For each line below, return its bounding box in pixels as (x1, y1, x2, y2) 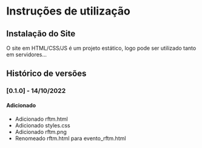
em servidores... (6, 51, 47, 58)
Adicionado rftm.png (15, 128, 67, 135)
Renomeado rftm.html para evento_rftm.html (15, 135, 126, 142)
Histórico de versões (6, 69, 87, 79)
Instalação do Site (6, 29, 76, 39)
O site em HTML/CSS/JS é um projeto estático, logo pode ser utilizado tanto (6, 44, 197, 52)
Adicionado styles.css (15, 121, 71, 129)
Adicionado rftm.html (15, 115, 68, 123)
